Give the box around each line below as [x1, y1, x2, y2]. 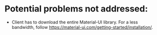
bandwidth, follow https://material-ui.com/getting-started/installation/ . [11, 24, 153, 30]
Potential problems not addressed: [4, 3, 148, 14]
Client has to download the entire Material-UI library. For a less [11, 19, 138, 25]
